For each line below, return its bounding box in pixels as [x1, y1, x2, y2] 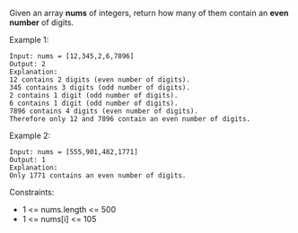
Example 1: [9, 35, 49, 45]
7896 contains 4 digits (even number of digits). [9, 107, 199, 116]
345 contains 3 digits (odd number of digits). [9, 83, 191, 92]
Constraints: [9, 187, 55, 197]
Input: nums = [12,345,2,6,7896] [9, 52, 135, 61]
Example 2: [9, 130, 51, 141]
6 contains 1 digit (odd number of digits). [9, 99, 179, 108]
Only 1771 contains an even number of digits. [9, 171, 187, 180]
